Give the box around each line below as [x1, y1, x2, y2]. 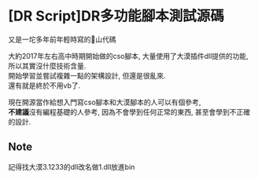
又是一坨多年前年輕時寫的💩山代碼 [8, 35, 116, 44]
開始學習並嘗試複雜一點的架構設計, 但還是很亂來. [8, 71, 167, 80]
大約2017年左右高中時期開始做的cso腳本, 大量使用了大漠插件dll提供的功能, [8, 51, 249, 60]
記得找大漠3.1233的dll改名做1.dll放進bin [8, 162, 135, 171]
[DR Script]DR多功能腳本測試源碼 [8, 7, 224, 25]
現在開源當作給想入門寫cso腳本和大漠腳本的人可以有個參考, [8, 97, 201, 107]
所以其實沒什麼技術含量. [8, 60, 87, 71]
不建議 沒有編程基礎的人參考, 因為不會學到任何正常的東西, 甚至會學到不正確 [8, 107, 250, 116]
